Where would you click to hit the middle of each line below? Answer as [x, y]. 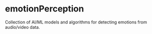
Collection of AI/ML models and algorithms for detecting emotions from [76, 22]
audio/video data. [23, 27]
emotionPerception [45, 9]
